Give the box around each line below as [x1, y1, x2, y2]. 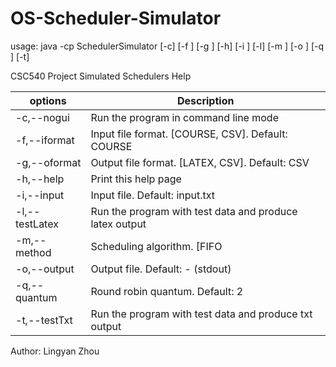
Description [176, 93, 235, 107]
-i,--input [15, 188, 65, 202]
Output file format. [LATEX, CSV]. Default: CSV [90, 155, 310, 169]
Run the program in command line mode [90, 110, 279, 124]
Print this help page [90, 172, 182, 186]
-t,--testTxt [15, 313, 73, 327]
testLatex [15, 217, 59, 231]
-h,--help [15, 172, 65, 186]
